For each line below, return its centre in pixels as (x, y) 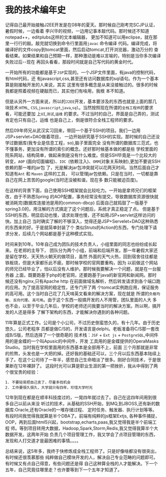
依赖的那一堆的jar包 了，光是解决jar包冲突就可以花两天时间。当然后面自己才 (82, 167)
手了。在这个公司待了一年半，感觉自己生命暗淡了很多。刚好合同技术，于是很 (83, 359)
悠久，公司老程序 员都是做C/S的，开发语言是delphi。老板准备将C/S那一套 (80, 329)
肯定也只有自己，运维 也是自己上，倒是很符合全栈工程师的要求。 (71, 120)
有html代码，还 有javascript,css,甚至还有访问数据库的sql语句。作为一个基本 (82, 78)
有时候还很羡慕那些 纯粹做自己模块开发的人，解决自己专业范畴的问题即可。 (82, 457)
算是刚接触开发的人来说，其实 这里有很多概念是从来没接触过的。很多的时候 (82, 85)
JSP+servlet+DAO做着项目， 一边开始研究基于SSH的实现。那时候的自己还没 (83, 136)
